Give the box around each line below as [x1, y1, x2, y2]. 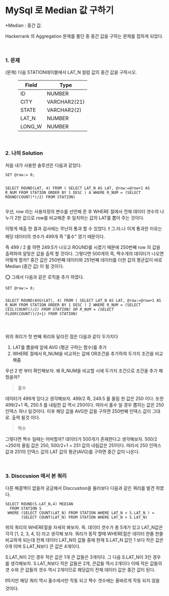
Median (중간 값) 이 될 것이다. [5, 263, 64, 269]
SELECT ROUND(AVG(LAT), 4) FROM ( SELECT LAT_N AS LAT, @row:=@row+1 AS [5, 298, 161, 303]
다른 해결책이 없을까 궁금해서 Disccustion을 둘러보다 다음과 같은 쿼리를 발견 [5, 485, 155, 491]
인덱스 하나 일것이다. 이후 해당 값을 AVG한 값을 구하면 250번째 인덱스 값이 [5, 408, 151, 414]
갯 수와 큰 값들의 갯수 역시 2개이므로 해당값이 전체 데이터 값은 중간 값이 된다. [5, 567, 155, 573]
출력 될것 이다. [12, 415, 40, 421]
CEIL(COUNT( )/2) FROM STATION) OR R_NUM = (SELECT [5, 307, 114, 312]
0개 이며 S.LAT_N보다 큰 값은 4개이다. [5, 543, 81, 549]
